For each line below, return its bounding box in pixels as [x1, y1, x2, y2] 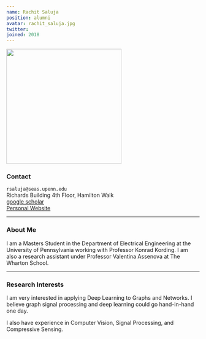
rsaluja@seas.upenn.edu [6, 186, 67, 192]
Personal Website [6, 205, 51, 212]
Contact [6, 172, 31, 181]
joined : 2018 [6, 32, 40, 38]
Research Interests [6, 280, 64, 289]
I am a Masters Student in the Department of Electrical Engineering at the [6, 240, 191, 247]
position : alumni [6, 15, 51, 21]
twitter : [6, 26, 29, 32]
